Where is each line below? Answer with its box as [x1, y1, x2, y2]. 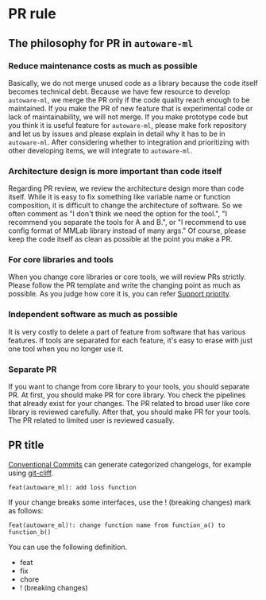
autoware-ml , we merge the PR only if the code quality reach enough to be [8, 95, 250, 104]
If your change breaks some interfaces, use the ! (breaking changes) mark [8, 497, 252, 507]
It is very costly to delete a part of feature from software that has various [8, 327, 246, 336]
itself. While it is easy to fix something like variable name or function [8, 192, 231, 202]
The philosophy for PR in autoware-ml [8, 37, 193, 50]
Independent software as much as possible [8, 309, 179, 320]
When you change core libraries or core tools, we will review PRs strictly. [8, 272, 246, 282]
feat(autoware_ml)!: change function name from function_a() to [8, 521, 226, 529]
